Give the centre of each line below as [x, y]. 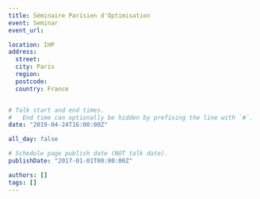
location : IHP [32, 44]
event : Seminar [33, 23]
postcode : [31, 81]
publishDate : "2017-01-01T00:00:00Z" [71, 161]
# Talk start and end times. [56, 110]
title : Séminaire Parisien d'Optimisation [79, 15]
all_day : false [33, 140]
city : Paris [35, 67]
